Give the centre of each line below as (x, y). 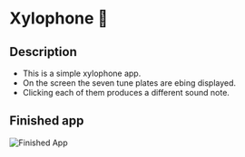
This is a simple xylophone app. (82, 73)
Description (43, 52)
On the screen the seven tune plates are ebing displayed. (129, 83)
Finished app (47, 121)
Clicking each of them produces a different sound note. (126, 92)
